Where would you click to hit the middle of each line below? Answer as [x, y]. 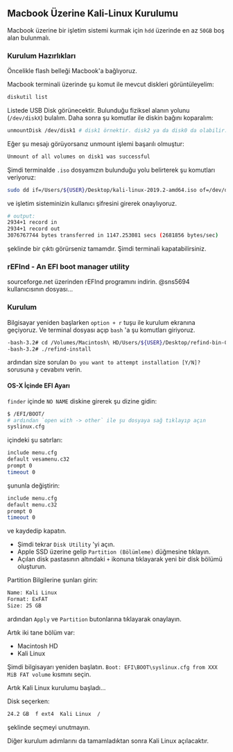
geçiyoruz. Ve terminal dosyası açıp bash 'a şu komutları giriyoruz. [101, 330]
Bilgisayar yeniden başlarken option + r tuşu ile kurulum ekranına [101, 322]
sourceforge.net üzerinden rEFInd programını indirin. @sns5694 [98, 282]
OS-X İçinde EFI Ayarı [39, 386]
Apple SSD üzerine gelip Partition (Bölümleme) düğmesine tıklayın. [114, 552]
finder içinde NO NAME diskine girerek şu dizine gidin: [82, 401]
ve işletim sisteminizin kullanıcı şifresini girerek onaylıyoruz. [92, 203]
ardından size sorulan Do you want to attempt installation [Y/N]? [104, 362]
